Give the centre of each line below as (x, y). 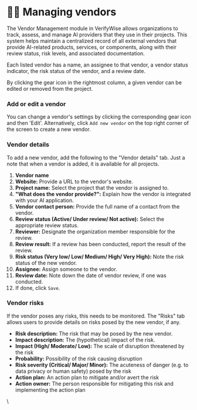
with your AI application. (44, 200)
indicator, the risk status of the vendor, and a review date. (76, 71)
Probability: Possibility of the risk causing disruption (79, 358)
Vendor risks (26, 303)
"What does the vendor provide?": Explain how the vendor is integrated (103, 194)
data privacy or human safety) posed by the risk (73, 371)
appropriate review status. (47, 225)
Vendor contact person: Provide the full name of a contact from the (97, 206)
